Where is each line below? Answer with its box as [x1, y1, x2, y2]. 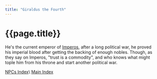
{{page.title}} [5, 28, 61, 39]
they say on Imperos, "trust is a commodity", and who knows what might [5, 54, 150, 60]
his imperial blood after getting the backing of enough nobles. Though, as [5, 49, 153, 55]
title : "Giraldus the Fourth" [5, 7, 67, 12]
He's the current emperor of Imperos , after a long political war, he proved [5, 44, 152, 50]
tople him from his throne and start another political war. [5, 59, 118, 65]
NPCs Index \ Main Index [5, 69, 53, 75]
